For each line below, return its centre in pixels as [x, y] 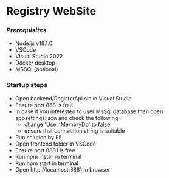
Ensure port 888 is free [44, 105]
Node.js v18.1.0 [34, 43]
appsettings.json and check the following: [67, 118]
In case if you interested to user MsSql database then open [89, 111]
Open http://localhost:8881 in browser [63, 169]
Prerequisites [26, 30]
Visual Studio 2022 [39, 57]
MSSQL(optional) [36, 69]
